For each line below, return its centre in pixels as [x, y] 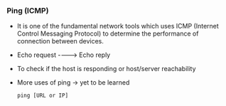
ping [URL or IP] [43, 96]
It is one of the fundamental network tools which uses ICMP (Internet [118, 26]
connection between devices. [60, 41]
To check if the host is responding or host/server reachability [106, 69]
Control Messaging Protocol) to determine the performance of [108, 33]
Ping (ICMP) [28, 11]
